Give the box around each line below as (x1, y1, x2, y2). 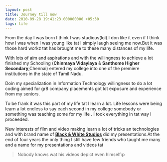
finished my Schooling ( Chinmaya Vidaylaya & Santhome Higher (5, 60, 140, 66)
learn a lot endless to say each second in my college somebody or (5, 106, 142, 112)
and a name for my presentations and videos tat (5, 142, 104, 148)
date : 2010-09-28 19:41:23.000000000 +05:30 (5, 16, 99, 21)
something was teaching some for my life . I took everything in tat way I (5, 111, 152, 117)
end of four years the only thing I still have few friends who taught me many (5, 137, 161, 143)
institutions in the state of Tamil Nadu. (5, 71, 83, 77)
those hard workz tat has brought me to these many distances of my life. (5, 45, 155, 51)
